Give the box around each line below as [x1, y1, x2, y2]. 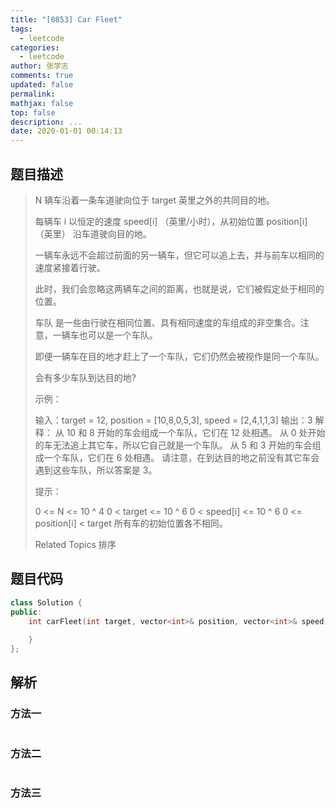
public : [10, 607, 43, 617]
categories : [10, 42, 60, 53]
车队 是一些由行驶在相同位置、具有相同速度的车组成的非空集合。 [34, 316, 301, 328]
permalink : [10, 89, 56, 99]
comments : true [10, 71, 74, 81]
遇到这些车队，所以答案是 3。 [34, 464, 158, 476]
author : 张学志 [10, 61, 69, 71]
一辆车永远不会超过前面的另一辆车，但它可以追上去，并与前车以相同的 [34, 249, 325, 261]
